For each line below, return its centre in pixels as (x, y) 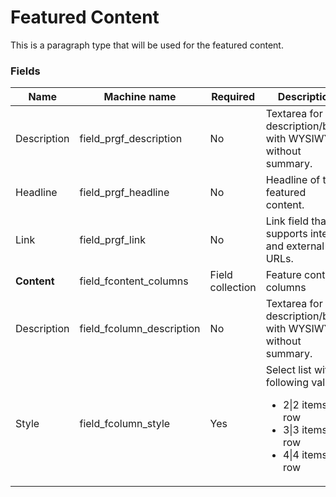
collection (233, 288)
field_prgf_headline (124, 193)
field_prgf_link (112, 240)
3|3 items (305, 430)
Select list (288, 370)
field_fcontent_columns (134, 281)
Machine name (140, 97)
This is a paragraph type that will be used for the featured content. (147, 45)
